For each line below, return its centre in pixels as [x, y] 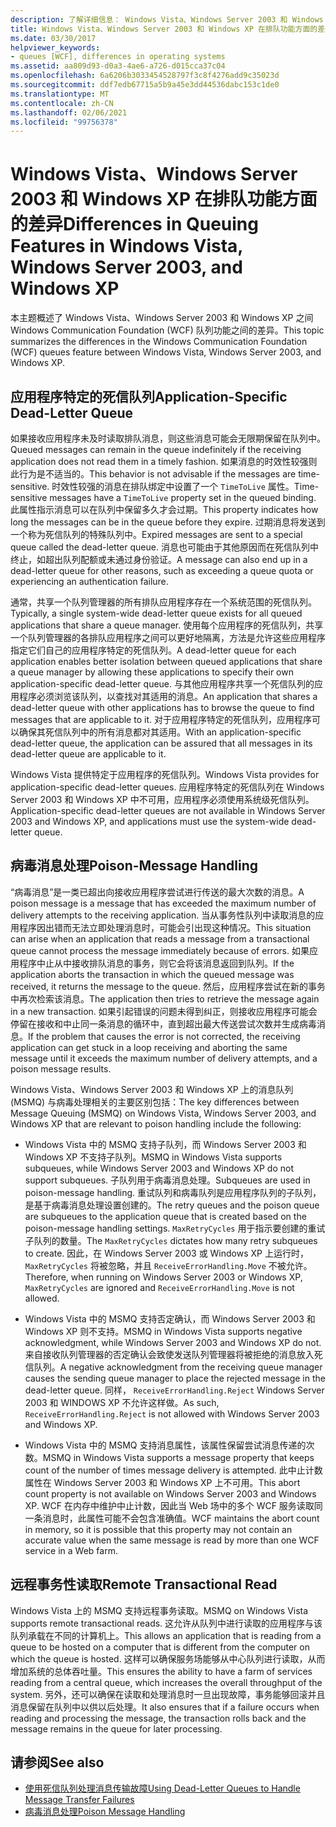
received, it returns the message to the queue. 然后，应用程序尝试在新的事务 [168, 986]
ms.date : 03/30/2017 [53, 38]
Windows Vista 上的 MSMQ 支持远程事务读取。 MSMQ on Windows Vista [159, 1610]
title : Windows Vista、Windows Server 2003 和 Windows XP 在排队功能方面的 [164, 29]
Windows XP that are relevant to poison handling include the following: [156, 1123]
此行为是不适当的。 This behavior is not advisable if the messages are [153, 474]
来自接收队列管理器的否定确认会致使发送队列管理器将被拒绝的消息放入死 [173, 1354]
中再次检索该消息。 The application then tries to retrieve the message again [165, 998]
